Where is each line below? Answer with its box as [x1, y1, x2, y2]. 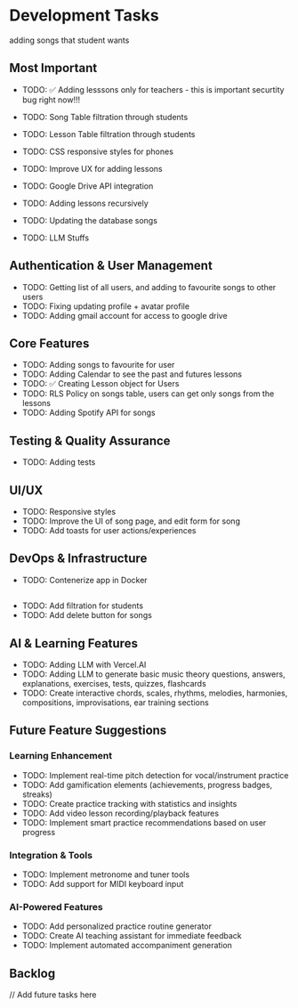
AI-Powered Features [9, 900, 104, 913]
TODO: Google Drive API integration [21, 180, 154, 191]
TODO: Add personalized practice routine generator [21, 921, 212, 931]
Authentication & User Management [9, 258, 213, 273]
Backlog [9, 965, 56, 980]
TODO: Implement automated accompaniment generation [21, 940, 233, 951]
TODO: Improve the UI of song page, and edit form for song [21, 516, 240, 526]
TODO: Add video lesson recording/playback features [21, 808, 220, 818]
